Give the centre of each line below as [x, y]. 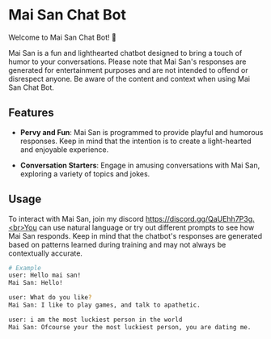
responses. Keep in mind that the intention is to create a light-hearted [136, 141]
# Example [25, 268]
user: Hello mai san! [45, 275]
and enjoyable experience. [64, 149]
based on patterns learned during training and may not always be [117, 244]
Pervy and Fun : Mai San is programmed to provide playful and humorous [142, 132]
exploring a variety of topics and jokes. [85, 174]
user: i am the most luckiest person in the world [95, 320]
